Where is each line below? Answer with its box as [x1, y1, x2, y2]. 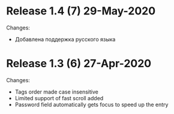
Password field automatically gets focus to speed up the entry [14, 101, 169, 108]
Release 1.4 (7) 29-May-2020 [6, 4, 156, 18]
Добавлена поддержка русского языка [14, 35, 116, 43]
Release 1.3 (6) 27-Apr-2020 [6, 57, 152, 70]
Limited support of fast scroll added [14, 94, 104, 101]
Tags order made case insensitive [14, 88, 99, 95]
